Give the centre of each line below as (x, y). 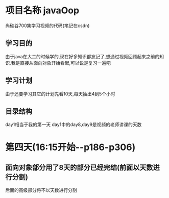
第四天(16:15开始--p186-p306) (70, 147)
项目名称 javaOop (42, 10)
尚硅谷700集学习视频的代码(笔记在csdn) (47, 26)
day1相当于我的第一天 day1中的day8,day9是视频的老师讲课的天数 (74, 125)
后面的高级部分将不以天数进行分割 (41, 190)
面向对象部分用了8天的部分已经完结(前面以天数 (79, 167)
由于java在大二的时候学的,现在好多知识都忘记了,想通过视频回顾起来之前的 (82, 56)
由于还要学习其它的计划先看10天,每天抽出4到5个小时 (60, 94)
